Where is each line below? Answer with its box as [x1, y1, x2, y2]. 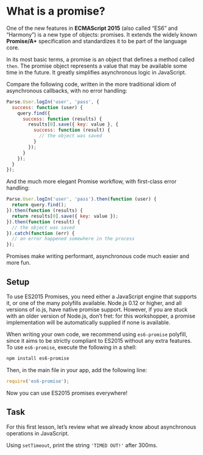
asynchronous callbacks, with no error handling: [6, 87, 127, 94]
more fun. [6, 259, 31, 267]
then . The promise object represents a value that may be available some [6, 62, 187, 70]
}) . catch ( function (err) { [6, 230, 75, 236]
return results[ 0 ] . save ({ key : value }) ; [12, 213, 119, 219]
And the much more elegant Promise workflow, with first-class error [6, 178, 177, 185]
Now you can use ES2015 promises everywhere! [6, 389, 128, 396]
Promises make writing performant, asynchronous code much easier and [6, 253, 190, 260]
